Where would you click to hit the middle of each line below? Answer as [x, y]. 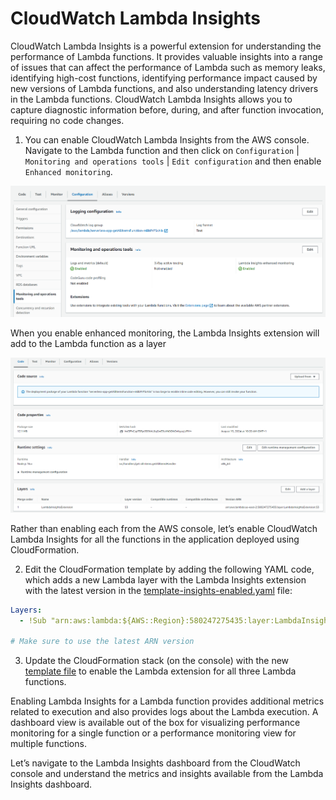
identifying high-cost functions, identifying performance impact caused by [164, 78]
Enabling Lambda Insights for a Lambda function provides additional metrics [167, 701]
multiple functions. [48, 744]
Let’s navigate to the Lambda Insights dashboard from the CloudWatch [155, 763]
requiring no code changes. [67, 120]
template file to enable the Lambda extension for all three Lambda [160, 671]
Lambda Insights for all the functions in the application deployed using [155, 539]
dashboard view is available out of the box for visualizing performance [155, 723]
